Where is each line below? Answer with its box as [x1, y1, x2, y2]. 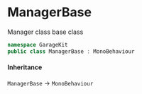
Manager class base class [7, 28, 84, 36]
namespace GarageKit [7, 41, 69, 48]
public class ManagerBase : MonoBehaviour [7, 47, 135, 55]
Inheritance [7, 63, 43, 71]
